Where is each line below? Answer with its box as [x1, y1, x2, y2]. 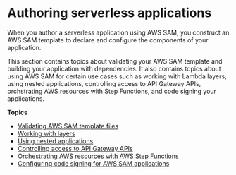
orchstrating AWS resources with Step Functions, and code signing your [7, 87, 217, 95]
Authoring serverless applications [7, 5, 212, 21]
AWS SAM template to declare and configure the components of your [7, 35, 209, 44]
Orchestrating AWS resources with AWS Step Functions [17, 152, 179, 160]
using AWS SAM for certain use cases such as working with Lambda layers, [7, 72, 227, 80]
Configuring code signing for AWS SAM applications [17, 159, 170, 167]
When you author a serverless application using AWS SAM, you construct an [7, 28, 230, 37]
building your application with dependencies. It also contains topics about [7, 64, 221, 73]
